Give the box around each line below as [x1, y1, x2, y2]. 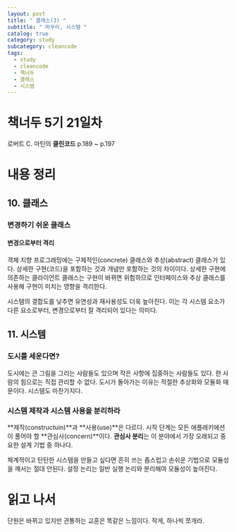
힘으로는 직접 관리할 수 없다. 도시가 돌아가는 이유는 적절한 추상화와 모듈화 [20, 378, 222, 386]
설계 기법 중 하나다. [20, 440, 73, 449]
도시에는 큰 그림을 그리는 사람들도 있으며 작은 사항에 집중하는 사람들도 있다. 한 [7, 369, 222, 377]
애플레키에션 [190, 423, 225, 431]
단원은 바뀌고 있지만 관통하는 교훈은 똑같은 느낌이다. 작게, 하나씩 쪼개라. [7, 516, 204, 525]
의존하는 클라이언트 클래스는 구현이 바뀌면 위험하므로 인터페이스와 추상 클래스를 [7, 273, 226, 282]
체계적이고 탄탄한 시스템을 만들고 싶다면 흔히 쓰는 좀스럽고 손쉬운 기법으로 [7, 455, 211, 464]
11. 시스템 [7, 328, 46, 340]
